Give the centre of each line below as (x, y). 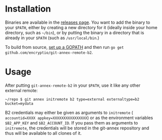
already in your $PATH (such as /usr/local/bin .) (52, 38)
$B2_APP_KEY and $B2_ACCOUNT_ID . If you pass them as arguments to (72, 123)
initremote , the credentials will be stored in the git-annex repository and (77, 128)
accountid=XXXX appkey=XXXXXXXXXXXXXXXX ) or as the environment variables (79, 118)
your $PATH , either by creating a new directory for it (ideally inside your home (81, 27)
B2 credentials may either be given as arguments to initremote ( (69, 112)
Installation (28, 9)
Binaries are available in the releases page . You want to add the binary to (78, 22)
